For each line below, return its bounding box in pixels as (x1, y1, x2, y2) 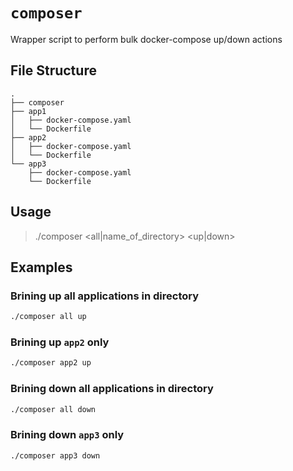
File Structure (10, 62, 97, 79)
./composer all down (10, 404, 97, 414)
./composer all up (10, 312, 87, 322)
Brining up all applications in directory (10, 289, 200, 303)
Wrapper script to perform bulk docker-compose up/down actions (10, 33, 283, 45)
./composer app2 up (10, 358, 92, 368)
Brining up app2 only (10, 335, 110, 349)
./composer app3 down (10, 450, 101, 461)
